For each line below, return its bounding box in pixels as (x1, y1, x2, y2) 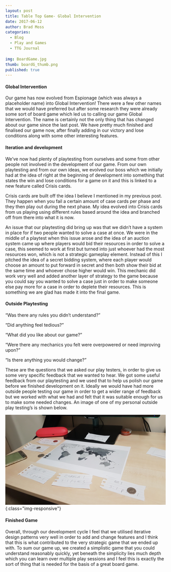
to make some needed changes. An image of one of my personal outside (5, 399, 158, 405)
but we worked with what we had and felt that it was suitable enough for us (5, 393, 163, 399)
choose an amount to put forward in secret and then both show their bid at (5, 262, 162, 268)
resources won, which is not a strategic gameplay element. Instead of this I (5, 251, 162, 257)
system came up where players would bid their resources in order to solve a (5, 240, 164, 246)
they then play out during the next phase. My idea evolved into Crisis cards (5, 204, 163, 210)
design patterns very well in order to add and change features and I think (5, 534, 158, 540)
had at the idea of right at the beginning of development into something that (5, 172, 164, 178)
